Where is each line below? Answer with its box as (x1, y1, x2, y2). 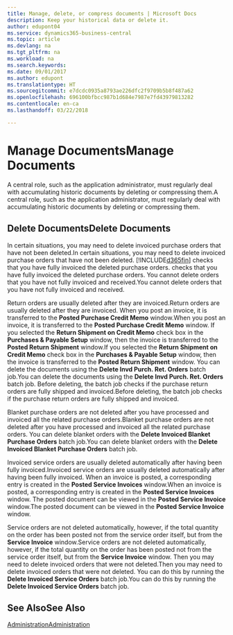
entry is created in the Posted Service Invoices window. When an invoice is (7, 480, 222, 489)
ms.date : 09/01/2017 (7, 68, 67, 75)
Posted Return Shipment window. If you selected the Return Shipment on (7, 342, 218, 351)
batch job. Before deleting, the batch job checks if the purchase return (7, 379, 209, 388)
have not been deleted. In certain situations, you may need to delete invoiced (7, 248, 225, 256)
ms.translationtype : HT (7, 81, 76, 88)
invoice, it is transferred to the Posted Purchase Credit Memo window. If (7, 320, 215, 329)
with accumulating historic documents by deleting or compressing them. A (7, 188, 218, 196)
